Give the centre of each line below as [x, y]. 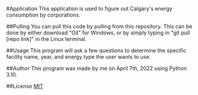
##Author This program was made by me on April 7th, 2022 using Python [97, 68]
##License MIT [25, 86]
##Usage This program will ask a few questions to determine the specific [96, 50]
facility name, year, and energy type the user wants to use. [79, 57]
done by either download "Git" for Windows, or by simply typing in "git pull [98, 33]
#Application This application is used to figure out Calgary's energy [89, 9]
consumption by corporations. [43, 15]
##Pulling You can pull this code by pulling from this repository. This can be [99, 26]
